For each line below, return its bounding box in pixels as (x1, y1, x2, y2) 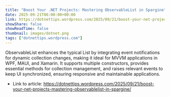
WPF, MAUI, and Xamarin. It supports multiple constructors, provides (5, 60, 149, 66)
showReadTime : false (5, 26, 49, 31)
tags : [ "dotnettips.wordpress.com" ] (5, 36, 82, 41)
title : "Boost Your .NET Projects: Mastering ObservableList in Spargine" (5, 7, 166, 13)
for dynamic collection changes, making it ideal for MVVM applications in (5, 55, 158, 61)
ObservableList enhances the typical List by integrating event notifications (5, 49, 160, 56)
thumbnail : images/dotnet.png (5, 31, 69, 36)
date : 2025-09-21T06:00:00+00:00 (5, 12, 76, 17)
